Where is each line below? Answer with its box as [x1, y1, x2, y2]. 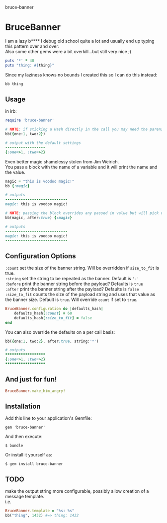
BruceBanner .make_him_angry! [5, 388, 66, 393]
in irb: [5, 108, 17, 114]
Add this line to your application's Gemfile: [5, 415, 92, 421]
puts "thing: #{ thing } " [5, 63, 55, 68]
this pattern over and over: [5, 43, 60, 49]
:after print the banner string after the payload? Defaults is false [5, 286, 139, 292]
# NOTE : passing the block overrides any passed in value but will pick [5, 211, 159, 216]
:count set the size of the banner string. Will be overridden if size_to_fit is [5, 265, 160, 271]
